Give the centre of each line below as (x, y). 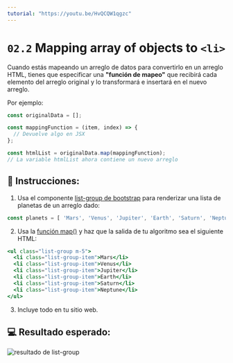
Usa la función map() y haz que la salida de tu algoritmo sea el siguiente (120, 231)
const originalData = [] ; (44, 115)
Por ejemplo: (25, 103)
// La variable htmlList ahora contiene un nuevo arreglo (93, 159)
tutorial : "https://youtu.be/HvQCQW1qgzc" (69, 14)
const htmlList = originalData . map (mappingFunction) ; (87, 153)
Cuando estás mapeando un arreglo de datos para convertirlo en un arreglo (115, 67)
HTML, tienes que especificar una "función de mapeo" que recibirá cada (112, 74)
